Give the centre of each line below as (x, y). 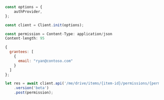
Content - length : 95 (25, 38)
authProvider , (28, 12)
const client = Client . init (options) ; (44, 25)
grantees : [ (22, 52)
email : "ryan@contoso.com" (45, 61)
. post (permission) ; (34, 93)
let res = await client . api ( (35, 83)
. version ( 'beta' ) (31, 88)
